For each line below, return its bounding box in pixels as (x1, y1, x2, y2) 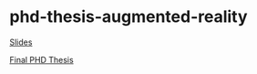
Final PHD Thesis (9, 54, 75, 65)
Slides (9, 37, 33, 48)
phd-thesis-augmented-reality (9, 6, 248, 27)
